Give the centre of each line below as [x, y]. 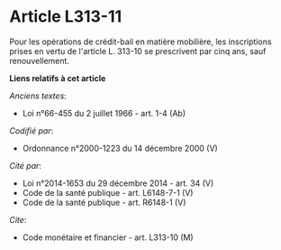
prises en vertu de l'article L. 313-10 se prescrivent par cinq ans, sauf [138, 51]
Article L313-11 [66, 17]
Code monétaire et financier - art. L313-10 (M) [108, 237]
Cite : [18, 219]
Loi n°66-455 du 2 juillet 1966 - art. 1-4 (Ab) [104, 113]
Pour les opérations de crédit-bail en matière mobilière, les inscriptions [140, 42]
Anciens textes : [38, 96]
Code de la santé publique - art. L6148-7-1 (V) [108, 192]
